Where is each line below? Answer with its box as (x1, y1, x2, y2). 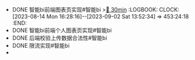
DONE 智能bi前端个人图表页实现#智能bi (12, 27, 112, 34)
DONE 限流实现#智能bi (12, 42, 70, 49)
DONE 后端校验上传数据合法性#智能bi (12, 34, 107, 42)
